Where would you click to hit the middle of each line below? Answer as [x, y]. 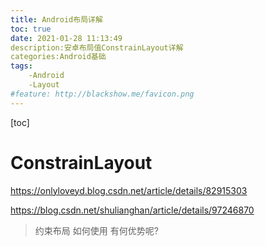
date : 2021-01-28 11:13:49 [66, 38]
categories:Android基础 [58, 57]
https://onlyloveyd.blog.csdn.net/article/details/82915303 [129, 190]
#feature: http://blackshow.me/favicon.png [102, 94]
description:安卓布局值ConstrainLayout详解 [97, 47]
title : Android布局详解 [56, 19]
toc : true [31, 29]
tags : [21, 66]
